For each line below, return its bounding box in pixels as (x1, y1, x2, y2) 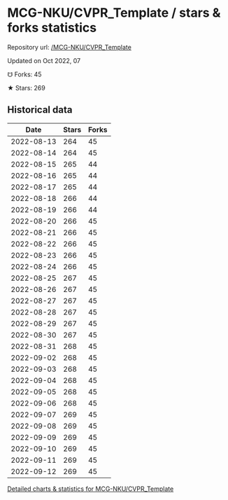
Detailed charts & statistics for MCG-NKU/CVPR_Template (7, 485, 174, 493)
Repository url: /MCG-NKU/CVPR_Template (7, 43, 131, 51)
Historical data (7, 104, 73, 116)
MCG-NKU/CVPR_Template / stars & (7, 5, 221, 21)
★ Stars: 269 (7, 83, 45, 92)
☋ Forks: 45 (7, 70, 42, 78)
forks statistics (7, 20, 97, 36)
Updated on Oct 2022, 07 (7, 56, 81, 64)
